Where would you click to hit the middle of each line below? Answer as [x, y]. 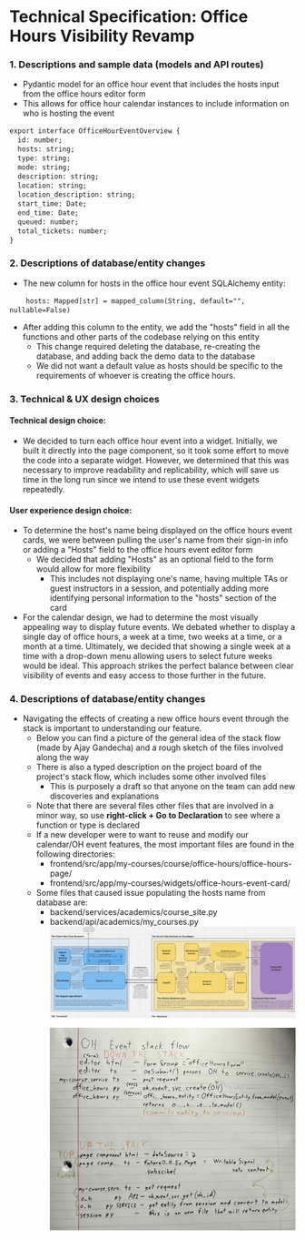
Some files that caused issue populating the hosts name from [151, 893]
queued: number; [48, 222]
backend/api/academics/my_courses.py [124, 922]
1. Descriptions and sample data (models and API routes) [137, 65]
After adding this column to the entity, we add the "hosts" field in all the [156, 327]
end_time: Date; [48, 213]
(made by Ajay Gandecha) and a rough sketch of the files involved [160, 747]
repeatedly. [44, 489]
